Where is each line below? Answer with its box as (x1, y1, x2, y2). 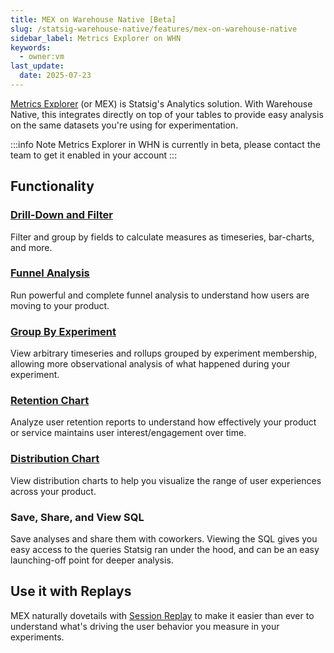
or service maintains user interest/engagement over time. (10, 427, 247, 439)
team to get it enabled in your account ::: (10, 149, 178, 161)
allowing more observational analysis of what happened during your (10, 358, 291, 370)
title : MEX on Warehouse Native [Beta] (10, 14, 177, 25)
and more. (10, 241, 53, 253)
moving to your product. (10, 299, 110, 311)
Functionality (10, 178, 95, 195)
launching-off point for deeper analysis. (10, 554, 174, 566)
